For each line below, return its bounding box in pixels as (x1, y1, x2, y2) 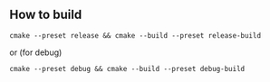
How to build (9, 7, 82, 23)
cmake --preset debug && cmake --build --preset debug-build (9, 64, 246, 73)
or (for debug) (9, 47, 63, 58)
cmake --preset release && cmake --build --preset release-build (9, 31, 261, 40)
